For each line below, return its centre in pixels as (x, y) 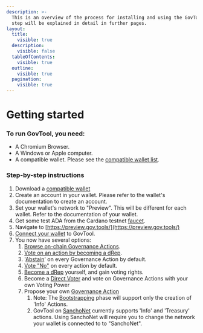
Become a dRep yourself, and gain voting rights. (84, 272)
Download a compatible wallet (53, 189)
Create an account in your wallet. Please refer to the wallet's (90, 195)
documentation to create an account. (61, 201)
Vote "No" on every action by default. (71, 265)
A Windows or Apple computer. (54, 153)
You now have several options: (53, 240)
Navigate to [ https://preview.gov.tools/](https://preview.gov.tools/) (97, 227)
